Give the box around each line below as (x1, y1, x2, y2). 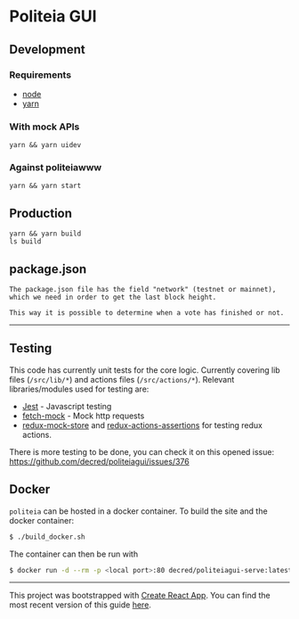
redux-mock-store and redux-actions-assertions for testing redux (21, 419, 263, 430)
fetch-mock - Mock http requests (21, 410, 145, 421)
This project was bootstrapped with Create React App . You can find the (9, 590, 271, 601)
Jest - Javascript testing (21, 400, 112, 411)
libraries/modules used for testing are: (9, 384, 149, 394)
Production (9, 205, 73, 220)
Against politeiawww (9, 161, 102, 174)
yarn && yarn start (9, 181, 82, 191)
